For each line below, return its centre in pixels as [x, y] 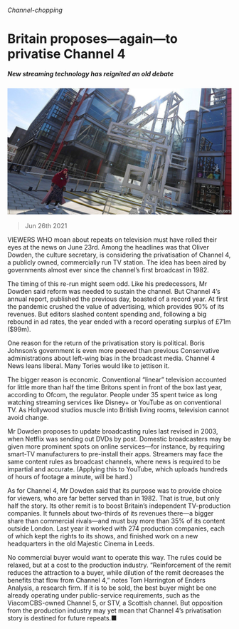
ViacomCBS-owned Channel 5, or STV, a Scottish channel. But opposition [115, 603]
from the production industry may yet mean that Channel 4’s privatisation [115, 610]
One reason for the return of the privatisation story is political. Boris [106, 343]
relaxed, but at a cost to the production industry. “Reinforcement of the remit [119, 565]
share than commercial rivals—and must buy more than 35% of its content [116, 521]
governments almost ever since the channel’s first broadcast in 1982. [108, 270]
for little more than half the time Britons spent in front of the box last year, [115, 387]
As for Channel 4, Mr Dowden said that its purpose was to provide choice [115, 491]
